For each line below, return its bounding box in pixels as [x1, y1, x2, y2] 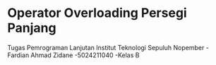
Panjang [7, 20, 56, 36]
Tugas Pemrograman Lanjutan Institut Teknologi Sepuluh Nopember [7, 43, 205, 52]
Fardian [7, 51, 30, 59]
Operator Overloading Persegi [7, 5, 187, 21]
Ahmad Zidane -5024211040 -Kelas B [30, 51, 140, 59]
